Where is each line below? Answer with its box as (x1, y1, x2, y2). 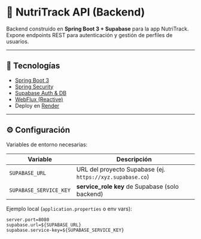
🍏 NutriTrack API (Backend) (6, 5, 145, 19)
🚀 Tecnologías (6, 61, 60, 71)
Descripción (116, 155, 152, 163)
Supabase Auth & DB (14, 89, 67, 96)
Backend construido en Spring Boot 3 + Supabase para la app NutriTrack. (6, 25, 189, 32)
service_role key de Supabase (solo (76, 182, 179, 191)
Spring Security (14, 83, 54, 90)
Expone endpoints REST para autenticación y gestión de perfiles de (6, 31, 173, 38)
